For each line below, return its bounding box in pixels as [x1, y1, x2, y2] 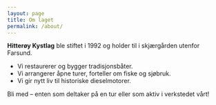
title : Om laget [7, 16, 54, 23]
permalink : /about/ [7, 23, 63, 30]
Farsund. [7, 49, 32, 57]
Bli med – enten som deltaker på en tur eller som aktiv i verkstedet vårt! [7, 90, 210, 98]
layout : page [7, 10, 45, 17]
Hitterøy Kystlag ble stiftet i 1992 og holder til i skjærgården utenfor [7, 42, 200, 50]
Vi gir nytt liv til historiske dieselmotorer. [17, 77, 131, 85]
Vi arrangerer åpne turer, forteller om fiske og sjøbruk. [17, 69, 171, 78]
